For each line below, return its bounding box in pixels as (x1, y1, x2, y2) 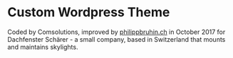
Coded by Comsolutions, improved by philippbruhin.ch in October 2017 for (7, 28, 226, 36)
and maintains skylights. (7, 42, 78, 51)
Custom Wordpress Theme (7, 4, 170, 21)
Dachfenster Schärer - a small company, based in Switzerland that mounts (7, 35, 226, 43)
